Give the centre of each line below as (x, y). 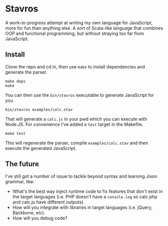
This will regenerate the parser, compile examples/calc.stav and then (77, 143)
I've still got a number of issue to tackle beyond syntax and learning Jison (81, 176)
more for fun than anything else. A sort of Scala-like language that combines (84, 28)
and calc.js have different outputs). (48, 202)
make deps (16, 81)
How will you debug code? (40, 218)
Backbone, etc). (29, 212)
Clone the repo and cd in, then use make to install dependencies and (75, 66)
